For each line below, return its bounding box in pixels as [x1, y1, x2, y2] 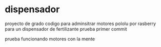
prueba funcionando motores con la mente [5, 36, 95, 42]
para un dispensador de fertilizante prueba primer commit [5, 26, 127, 32]
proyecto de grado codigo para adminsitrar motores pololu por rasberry [5, 20, 156, 27]
